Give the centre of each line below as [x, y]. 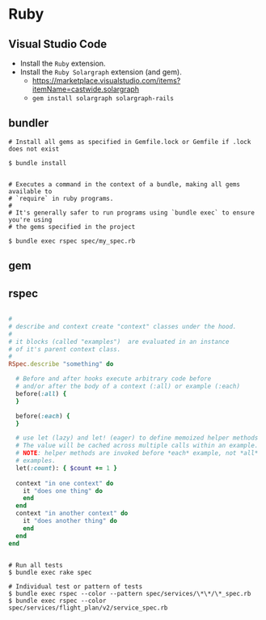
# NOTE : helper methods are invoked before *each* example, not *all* [137, 453]
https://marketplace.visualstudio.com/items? [106, 81]
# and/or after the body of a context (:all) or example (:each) [128, 386]
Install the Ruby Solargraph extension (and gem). [101, 72]
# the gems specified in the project [72, 227]
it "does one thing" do [63, 490]
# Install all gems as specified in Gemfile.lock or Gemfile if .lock [130, 142]
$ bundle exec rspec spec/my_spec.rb [72, 241]
